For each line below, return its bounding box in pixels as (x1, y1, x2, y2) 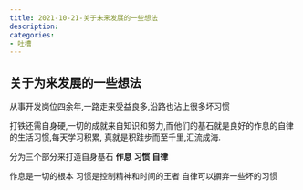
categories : (9, 30, 55, 39)
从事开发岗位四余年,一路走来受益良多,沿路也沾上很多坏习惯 (9, 101, 231, 112)
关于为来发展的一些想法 (9, 75, 141, 90)
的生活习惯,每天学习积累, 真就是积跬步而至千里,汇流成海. (9, 132, 222, 142)
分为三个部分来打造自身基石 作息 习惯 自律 (9, 152, 169, 163)
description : (9, 22, 59, 31)
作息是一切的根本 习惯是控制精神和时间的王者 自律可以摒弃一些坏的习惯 (9, 171, 278, 182)
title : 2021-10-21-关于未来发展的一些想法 (9, 13, 158, 23)
